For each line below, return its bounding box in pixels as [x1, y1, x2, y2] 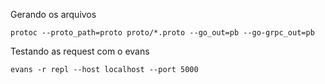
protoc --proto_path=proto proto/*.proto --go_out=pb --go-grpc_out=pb [10, 28, 315, 38]
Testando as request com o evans [10, 45, 150, 57]
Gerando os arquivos [10, 9, 97, 20]
